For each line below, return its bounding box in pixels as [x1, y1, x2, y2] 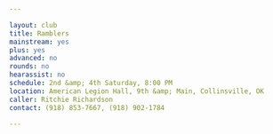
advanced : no [9, 54, 58, 63]
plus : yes [9, 45, 46, 54]
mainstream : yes [9, 37, 69, 46]
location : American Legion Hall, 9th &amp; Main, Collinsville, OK [9, 86, 265, 96]
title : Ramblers [9, 28, 69, 38]
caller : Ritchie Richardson [9, 95, 114, 104]
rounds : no [9, 62, 50, 71]
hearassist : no [9, 70, 66, 80]
